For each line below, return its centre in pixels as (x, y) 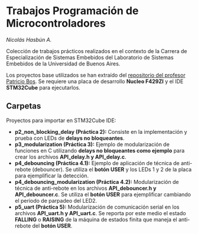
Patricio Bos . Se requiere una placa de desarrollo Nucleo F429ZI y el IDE (95, 81)
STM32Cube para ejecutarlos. (43, 87)
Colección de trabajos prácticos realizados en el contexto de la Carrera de (97, 51)
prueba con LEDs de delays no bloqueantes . (69, 138)
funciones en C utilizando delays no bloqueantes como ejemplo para (100, 150)
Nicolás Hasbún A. (29, 39)
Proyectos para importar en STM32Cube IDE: (61, 120)
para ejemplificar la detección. (52, 176)
